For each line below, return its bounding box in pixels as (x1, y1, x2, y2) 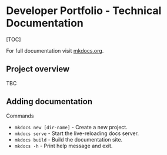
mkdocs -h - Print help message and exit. (14, 142, 113, 149)
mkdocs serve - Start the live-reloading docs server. (14, 130, 139, 137)
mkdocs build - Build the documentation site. (14, 136, 123, 143)
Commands (6, 112, 34, 119)
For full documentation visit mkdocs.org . (6, 47, 104, 54)
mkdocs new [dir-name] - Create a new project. (14, 123, 128, 130)
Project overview (6, 64, 70, 74)
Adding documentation (6, 97, 93, 106)
